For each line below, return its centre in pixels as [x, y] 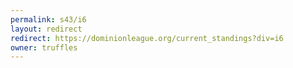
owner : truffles [44, 47]
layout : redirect [46, 29]
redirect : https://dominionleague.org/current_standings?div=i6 [147, 38]
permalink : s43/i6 [48, 19]
